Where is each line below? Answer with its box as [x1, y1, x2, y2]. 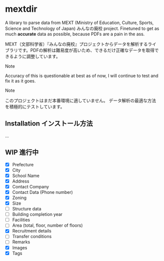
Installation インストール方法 [5, 119, 93, 128]
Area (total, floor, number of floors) [12, 222, 83, 229]
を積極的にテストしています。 [5, 104, 65, 109]
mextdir [5, 3, 38, 15]
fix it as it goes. [5, 78, 36, 84]
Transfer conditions [12, 234, 52, 239]
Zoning [12, 195, 27, 201]
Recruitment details [12, 228, 51, 234]
